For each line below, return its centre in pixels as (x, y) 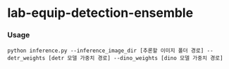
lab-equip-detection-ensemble (100, 13)
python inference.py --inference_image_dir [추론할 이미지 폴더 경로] (106, 51)
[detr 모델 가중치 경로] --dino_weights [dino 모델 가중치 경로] (136, 58)
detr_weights (26, 58)
